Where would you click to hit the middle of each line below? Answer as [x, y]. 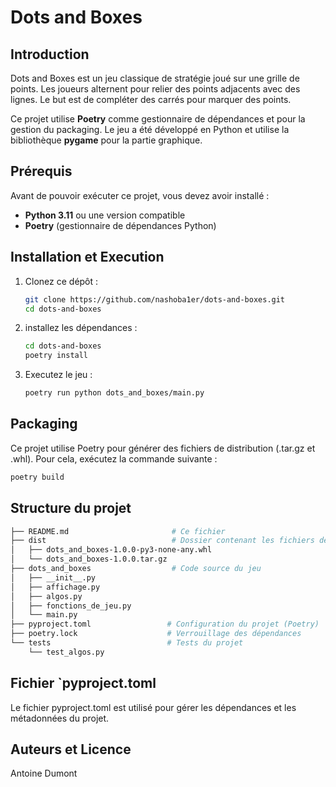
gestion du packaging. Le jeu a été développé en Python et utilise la [150, 129]
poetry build [37, 477]
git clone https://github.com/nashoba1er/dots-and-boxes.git [155, 299]
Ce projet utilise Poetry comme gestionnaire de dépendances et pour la [158, 119]
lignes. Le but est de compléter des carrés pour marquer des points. [151, 99]
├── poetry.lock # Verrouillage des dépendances [156, 634]
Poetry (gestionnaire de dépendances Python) [120, 225]
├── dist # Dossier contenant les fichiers [162, 541]
